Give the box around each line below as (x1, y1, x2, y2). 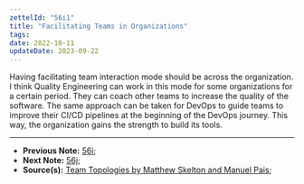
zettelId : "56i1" (9, 13, 75, 23)
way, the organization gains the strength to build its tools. (9, 119, 223, 131)
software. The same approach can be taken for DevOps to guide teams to (9, 100, 284, 111)
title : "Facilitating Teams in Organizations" (9, 22, 188, 31)
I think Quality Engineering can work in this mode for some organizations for (9, 81, 293, 92)
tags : (9, 30, 30, 39)
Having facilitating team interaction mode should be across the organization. (9, 71, 294, 82)
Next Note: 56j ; (22, 155, 81, 166)
